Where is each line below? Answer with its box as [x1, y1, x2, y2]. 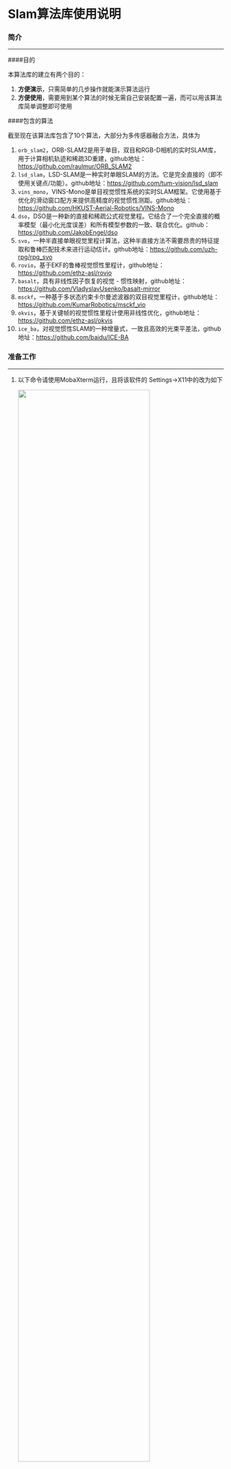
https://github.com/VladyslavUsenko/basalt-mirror [17, 284, 160, 293]
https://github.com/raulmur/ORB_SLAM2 [17, 162, 132, 170]
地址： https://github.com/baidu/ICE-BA [17, 333, 129, 341]
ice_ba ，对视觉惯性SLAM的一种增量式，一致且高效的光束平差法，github [17, 324, 221, 333]
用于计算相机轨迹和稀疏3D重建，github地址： [17, 155, 147, 163]
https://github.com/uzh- [149, 245, 218, 254]
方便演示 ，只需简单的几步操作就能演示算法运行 [17, 85, 150, 93]
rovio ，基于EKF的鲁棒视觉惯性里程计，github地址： [17, 261, 165, 269]
